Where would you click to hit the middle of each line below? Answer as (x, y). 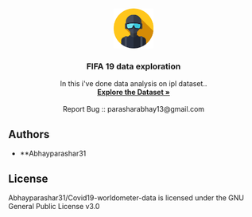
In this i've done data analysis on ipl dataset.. (134, 84)
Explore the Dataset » (134, 93)
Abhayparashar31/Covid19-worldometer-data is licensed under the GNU (126, 197)
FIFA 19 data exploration (134, 66)
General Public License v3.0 (54, 206)
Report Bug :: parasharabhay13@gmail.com (134, 109)
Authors (29, 134)
